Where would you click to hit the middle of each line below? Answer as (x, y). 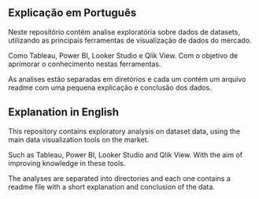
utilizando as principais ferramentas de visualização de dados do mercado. (130, 40)
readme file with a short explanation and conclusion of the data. (111, 186)
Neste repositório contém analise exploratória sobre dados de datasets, (124, 31)
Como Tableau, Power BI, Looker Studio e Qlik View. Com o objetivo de (123, 55)
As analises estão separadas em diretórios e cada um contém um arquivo (127, 79)
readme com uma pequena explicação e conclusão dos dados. (110, 87)
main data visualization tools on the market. (79, 139)
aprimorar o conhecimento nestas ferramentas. (85, 64)
